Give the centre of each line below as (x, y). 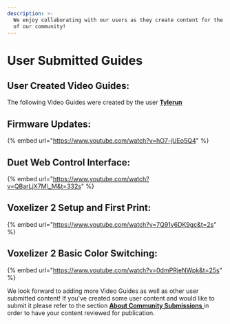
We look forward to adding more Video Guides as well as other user (103, 291)
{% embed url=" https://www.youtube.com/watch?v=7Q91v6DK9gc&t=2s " (112, 224)
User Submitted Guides (75, 60)
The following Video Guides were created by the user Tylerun (95, 102)
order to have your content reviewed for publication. (81, 313)
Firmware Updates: (49, 124)
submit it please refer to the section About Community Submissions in (108, 305)
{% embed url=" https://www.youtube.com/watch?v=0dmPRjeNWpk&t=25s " (115, 270)
